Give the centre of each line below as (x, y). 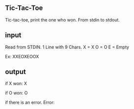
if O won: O (16, 93)
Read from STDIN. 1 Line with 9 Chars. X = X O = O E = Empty (67, 47)
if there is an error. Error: (30, 103)
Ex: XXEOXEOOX (22, 56)
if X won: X (16, 84)
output (15, 72)
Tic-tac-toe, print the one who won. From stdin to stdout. (62, 20)
